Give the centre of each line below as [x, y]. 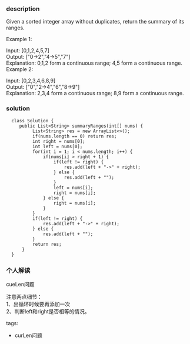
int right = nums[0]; [59, 141]
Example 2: [20, 69]
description [23, 9]
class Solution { [33, 121]
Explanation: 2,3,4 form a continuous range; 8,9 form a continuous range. [95, 93]
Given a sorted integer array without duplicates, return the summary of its [95, 22]
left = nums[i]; [73, 188]
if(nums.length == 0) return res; [74, 136]
